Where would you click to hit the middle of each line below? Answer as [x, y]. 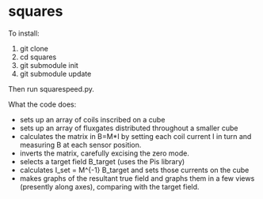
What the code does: [42, 104]
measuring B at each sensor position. [80, 145]
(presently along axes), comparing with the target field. [109, 186]
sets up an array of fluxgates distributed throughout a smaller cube [129, 128]
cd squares [38, 57]
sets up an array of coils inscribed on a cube [92, 119]
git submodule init [49, 65]
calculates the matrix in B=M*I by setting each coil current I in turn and [135, 136]
